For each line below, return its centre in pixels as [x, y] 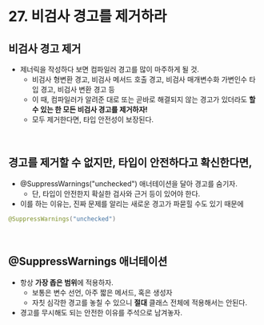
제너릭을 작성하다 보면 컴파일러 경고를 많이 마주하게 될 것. [110, 69]
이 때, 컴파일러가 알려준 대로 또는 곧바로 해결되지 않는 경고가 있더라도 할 [144, 100]
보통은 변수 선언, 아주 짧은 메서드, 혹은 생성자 [102, 292]
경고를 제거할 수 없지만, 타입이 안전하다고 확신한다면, [130, 162]
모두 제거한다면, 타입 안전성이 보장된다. [93, 120]
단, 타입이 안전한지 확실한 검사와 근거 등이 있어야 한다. [116, 193]
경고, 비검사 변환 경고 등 [78, 89]
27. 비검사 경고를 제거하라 [88, 16]
